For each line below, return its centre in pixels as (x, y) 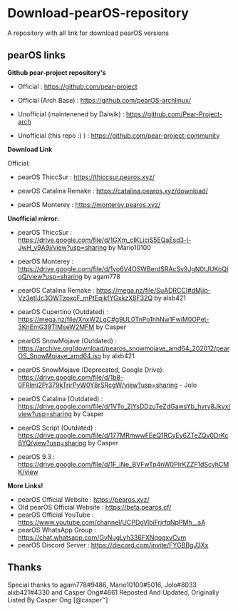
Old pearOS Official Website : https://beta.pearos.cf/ (94, 507)
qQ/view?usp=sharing (50, 276)
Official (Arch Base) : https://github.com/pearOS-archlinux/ (104, 100)
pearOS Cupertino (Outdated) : (63, 311)
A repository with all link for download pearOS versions (88, 33)
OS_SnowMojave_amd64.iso (59, 355)
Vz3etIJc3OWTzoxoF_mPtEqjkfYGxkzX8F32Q (85, 298)
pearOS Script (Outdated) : (57, 428)
